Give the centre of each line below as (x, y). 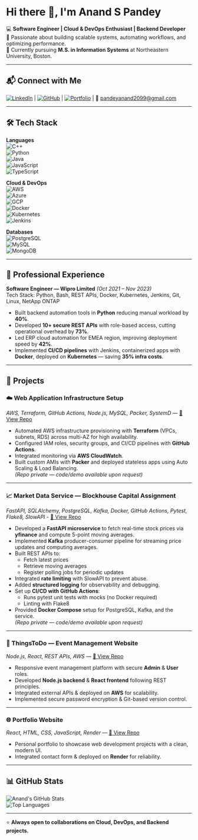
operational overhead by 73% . (52, 332)
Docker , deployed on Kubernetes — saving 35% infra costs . (89, 357)
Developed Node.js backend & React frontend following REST (90, 680)
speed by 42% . (34, 344)
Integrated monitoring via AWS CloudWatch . (69, 456)
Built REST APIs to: (37, 553)
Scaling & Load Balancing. (46, 468)
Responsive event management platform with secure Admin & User (96, 667)
